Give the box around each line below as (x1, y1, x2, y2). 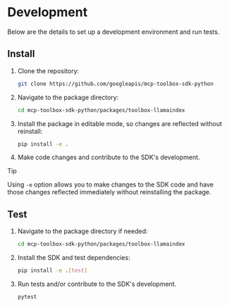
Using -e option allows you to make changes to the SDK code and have (7, 180, 213, 189)
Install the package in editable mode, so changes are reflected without (17, 119, 223, 127)
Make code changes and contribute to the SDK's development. (17, 153, 201, 162)
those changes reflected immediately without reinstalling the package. (7, 188, 211, 196)
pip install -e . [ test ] (17, 267, 88, 275)
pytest (17, 293, 37, 300)
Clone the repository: (17, 66, 80, 75)
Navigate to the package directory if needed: (17, 227, 148, 236)
